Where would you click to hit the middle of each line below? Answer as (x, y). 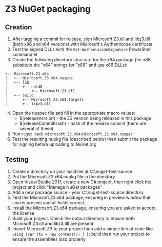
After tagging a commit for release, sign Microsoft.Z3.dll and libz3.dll (81, 39)
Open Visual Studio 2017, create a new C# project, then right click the (82, 182)
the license (23, 213)
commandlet (25, 54)
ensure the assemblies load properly (49, 239)
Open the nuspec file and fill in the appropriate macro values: (74, 113)
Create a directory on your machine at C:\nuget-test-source (72, 171)
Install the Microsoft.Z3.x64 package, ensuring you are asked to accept (84, 208)
